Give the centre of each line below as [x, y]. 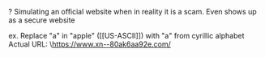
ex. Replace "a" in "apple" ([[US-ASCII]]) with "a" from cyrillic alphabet [126, 36]
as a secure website [42, 20]
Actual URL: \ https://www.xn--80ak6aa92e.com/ [90, 44]
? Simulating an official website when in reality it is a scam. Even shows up [132, 12]
